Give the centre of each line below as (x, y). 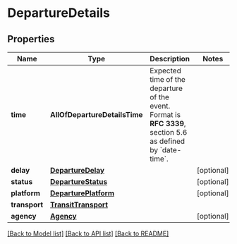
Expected (165, 71)
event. (160, 106)
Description (170, 59)
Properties (31, 39)
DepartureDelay (77, 170)
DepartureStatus (79, 182)
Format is (165, 115)
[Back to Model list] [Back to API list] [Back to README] (88, 233)
